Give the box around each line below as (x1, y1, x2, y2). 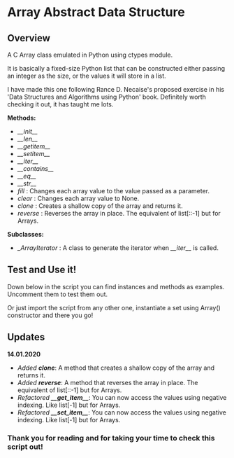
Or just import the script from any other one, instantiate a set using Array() (7, 303, 221, 312)
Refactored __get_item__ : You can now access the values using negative (17, 393, 227, 401)
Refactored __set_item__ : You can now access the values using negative (17, 408, 227, 417)
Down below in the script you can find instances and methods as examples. (7, 282, 225, 291)
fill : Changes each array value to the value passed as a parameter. (17, 187, 210, 195)
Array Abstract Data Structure (7, 4, 185, 20)
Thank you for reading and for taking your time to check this (7, 433, 215, 443)
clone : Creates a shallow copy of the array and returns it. (17, 202, 183, 210)
